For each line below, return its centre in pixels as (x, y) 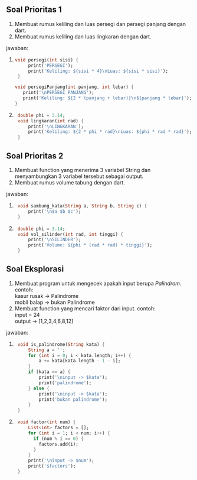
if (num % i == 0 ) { (59, 439)
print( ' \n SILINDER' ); (55, 240)
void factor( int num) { (47, 422)
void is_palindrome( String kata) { (61, 344)
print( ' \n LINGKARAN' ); (56, 127)
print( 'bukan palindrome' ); (73, 399)
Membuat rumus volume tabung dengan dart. (70, 182)
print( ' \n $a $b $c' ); (55, 211)
